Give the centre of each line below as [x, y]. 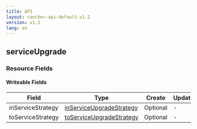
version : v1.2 [23, 22]
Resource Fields [29, 68]
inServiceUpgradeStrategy [101, 107]
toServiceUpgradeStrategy [101, 117]
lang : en [17, 28]
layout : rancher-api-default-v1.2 [48, 17]
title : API [19, 11]
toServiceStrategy [34, 117]
